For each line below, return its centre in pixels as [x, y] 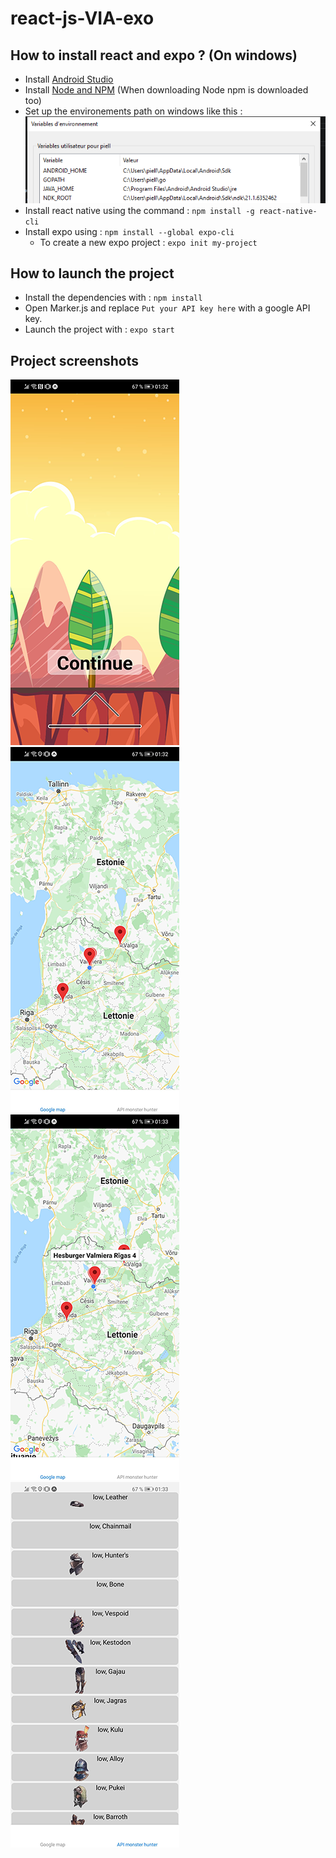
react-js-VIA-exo [82, 18]
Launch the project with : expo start [99, 329]
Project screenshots [75, 360]
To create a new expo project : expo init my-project [148, 242]
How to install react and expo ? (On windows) [154, 55]
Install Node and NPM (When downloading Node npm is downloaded [166, 90]
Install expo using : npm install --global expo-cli [129, 231]
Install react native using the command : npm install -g [139, 210]
